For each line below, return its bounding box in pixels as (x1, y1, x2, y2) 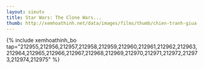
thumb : (6, 20, 23, 26)
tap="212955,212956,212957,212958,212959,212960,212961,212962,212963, (6, 43, 197, 50)
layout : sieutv (6, 8, 45, 15)
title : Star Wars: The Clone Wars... (6, 15, 102, 21)
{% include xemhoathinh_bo (6, 37, 77, 44)
